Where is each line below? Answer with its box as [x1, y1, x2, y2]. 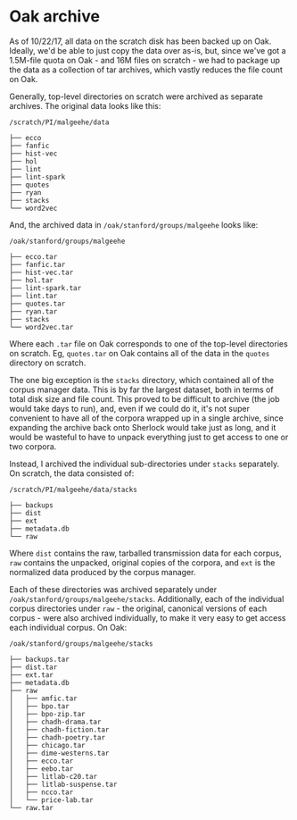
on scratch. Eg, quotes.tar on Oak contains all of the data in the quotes [9, 347, 270, 358]
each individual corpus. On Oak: [9, 622, 128, 632]
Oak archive [9, 6, 101, 27]
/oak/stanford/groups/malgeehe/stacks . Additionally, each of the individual [9, 593, 285, 604]
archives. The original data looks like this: [9, 100, 161, 111]
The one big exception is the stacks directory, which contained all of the [9, 374, 275, 385]
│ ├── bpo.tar [9, 701, 70, 711]
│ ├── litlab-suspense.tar [9, 780, 118, 789]
